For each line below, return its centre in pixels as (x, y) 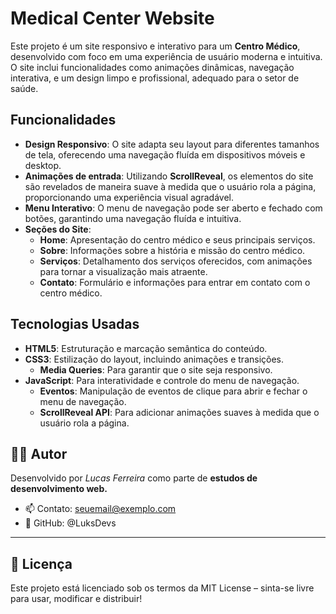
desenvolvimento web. (59, 489)
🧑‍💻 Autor (39, 453)
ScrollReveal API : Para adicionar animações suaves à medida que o (179, 412)
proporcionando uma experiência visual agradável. (129, 197)
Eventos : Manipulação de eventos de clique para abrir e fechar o (173, 391)
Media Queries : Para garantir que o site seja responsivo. (156, 369)
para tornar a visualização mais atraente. (123, 271)
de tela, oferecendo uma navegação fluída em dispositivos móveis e (165, 154)
